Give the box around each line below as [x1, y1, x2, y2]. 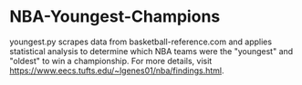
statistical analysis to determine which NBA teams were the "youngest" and [9, 45, 294, 56]
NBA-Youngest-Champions [9, 6, 221, 27]
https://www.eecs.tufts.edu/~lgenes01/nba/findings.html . [9, 65, 224, 76]
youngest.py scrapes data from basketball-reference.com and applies [9, 36, 272, 47]
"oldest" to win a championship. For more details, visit [9, 55, 213, 66]
